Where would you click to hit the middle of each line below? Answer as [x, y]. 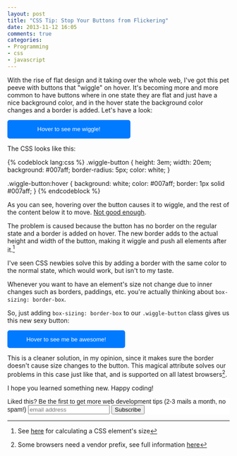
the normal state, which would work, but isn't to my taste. [91, 271]
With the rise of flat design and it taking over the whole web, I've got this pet [118, 80]
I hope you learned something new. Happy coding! [80, 388]
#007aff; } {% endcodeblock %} [54, 191]
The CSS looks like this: [42, 148]
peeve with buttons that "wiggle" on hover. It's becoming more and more [113, 87]
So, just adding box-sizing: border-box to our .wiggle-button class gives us [119, 313]
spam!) [17, 410]
